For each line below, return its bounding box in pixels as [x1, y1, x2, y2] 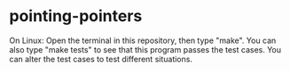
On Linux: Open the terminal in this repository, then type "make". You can [9, 35, 277, 46]
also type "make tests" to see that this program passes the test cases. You [9, 44, 282, 54]
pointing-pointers [9, 6, 143, 26]
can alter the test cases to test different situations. [9, 53, 193, 64]
